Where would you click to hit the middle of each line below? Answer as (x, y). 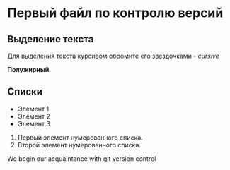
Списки (25, 92)
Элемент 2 (34, 116)
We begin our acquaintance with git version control (82, 158)
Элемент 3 (34, 123)
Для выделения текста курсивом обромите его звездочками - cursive (113, 56)
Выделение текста (51, 39)
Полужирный (28, 69)
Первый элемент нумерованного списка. (80, 137)
